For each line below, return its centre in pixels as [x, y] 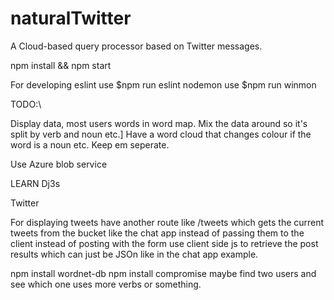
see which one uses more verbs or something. [106, 284]
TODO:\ [26, 104]
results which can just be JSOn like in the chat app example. [134, 254]
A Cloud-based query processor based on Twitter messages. [136, 46]
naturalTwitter [71, 18]
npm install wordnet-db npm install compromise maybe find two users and [163, 273]
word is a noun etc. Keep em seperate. [90, 144]
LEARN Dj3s [35, 183]
